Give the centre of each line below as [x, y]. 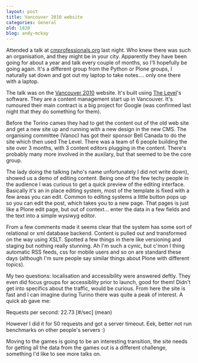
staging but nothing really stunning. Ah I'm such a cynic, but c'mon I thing [95, 246]
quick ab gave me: [29, 301]
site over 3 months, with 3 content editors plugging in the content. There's [96, 148]
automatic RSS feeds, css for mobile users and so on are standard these [94, 252]
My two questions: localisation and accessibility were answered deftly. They [98, 276]
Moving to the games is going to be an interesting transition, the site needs [97, 341]
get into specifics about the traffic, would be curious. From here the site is [96, 288]
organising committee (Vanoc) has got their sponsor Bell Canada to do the [96, 135]
